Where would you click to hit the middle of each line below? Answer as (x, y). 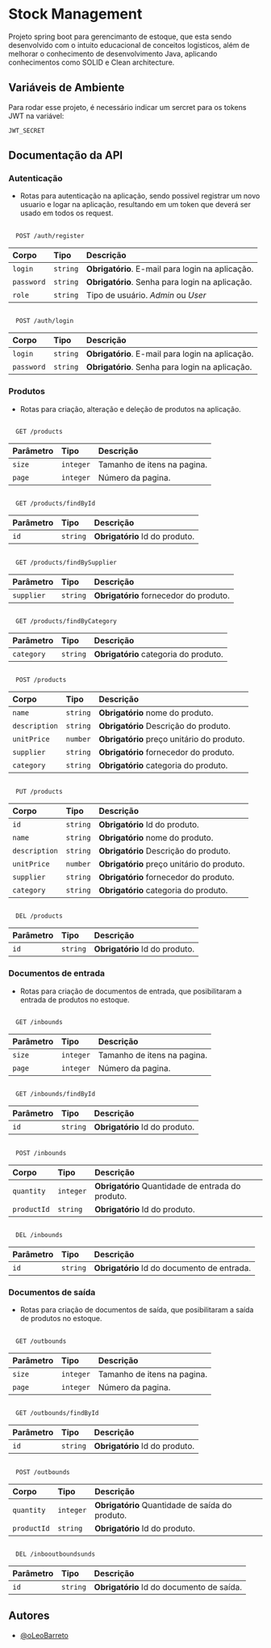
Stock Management (75, 14)
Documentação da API (66, 156)
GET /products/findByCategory (66, 621)
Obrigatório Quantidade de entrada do (167, 1186)
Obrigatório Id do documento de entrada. (173, 1269)
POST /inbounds (41, 1153)
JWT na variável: (36, 116)
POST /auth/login (45, 321)
